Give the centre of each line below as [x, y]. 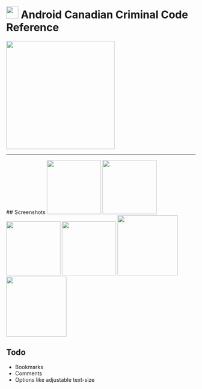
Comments [29, 373]
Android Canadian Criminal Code [104, 15]
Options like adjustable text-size [55, 379]
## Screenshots [26, 212]
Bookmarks [29, 367]
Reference [32, 28]
